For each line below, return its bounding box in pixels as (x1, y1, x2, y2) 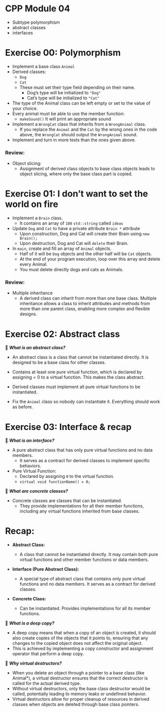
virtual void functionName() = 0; (19, 479, 91, 484)
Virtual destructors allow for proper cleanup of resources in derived (12, 696, 149, 702)
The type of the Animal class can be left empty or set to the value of (12, 100, 151, 106)
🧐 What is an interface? (5, 437, 55, 443)
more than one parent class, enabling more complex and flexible (19, 306, 150, 312)
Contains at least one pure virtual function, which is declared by (12, 369, 142, 375)
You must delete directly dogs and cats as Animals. (19, 267, 124, 273)
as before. (12, 404, 33, 410)
